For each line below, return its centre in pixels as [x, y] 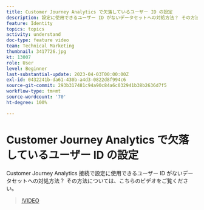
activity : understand [34, 35]
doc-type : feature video [38, 40]
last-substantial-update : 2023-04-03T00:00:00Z [68, 74]
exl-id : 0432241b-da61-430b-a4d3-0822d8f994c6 [66, 80]
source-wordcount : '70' [36, 97]
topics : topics [25, 29]
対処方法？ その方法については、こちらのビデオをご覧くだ [110, 181]
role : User [20, 63]
